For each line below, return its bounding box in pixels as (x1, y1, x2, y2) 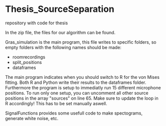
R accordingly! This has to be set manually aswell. (5, 100, 107, 106)
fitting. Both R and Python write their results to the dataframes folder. (5, 79, 147, 85)
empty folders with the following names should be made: (5, 44, 122, 50)
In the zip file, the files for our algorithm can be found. (5, 29, 116, 35)
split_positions (12, 59, 42, 65)
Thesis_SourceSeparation (5, 3, 114, 15)
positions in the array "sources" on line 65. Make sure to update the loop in (5, 95, 159, 101)
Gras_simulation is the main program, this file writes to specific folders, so (5, 39, 157, 45)
